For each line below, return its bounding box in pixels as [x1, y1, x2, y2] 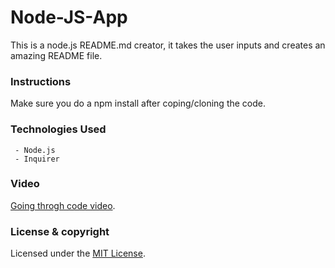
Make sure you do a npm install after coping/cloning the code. [10, 97, 267, 110]
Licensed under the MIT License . [10, 247, 146, 260]
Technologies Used [10, 122, 107, 136]
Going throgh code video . [10, 199, 116, 211]
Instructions [10, 74, 72, 88]
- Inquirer [14, 154, 60, 164]
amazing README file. [10, 49, 103, 61]
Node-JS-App [10, 6, 128, 29]
